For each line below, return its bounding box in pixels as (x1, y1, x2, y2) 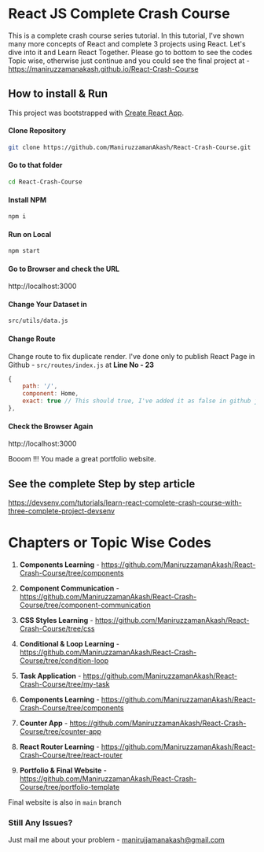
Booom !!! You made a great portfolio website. (8, 454, 156, 464)
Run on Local (8, 229, 52, 239)
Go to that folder (8, 161, 63, 170)
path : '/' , (22, 383, 58, 391)
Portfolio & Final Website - (19, 765, 108, 775)
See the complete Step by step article (8, 477, 196, 491)
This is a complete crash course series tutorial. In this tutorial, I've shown (8, 31, 245, 40)
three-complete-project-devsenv (8, 506, 115, 516)
